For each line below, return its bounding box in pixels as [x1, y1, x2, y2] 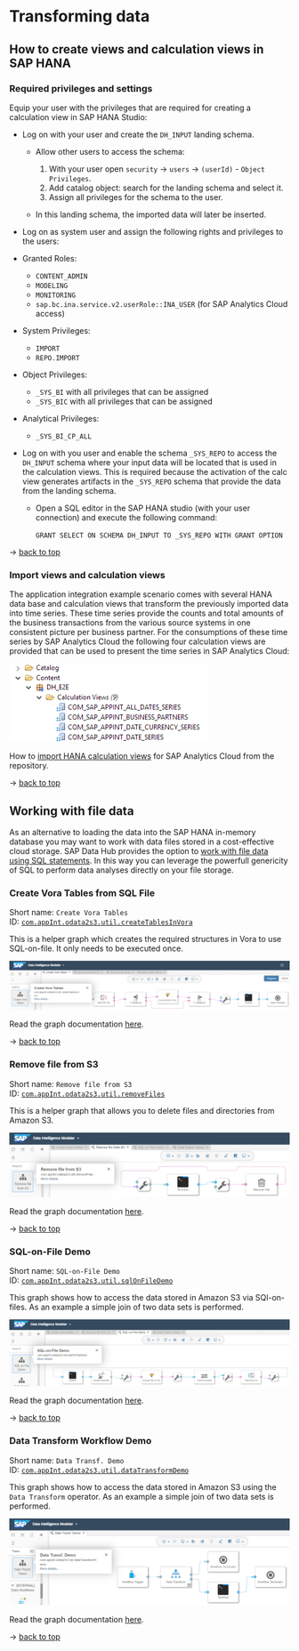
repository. [9, 761, 49, 771]
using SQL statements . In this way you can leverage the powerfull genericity [9, 855, 288, 866]
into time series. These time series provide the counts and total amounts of [9, 608, 284, 619]
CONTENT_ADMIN [35, 271, 88, 281]
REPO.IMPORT [35, 353, 80, 362]
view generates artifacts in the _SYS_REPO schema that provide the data [21, 476, 282, 487]
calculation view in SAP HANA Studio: [9, 111, 148, 122]
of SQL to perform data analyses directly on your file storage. [9, 865, 234, 875]
